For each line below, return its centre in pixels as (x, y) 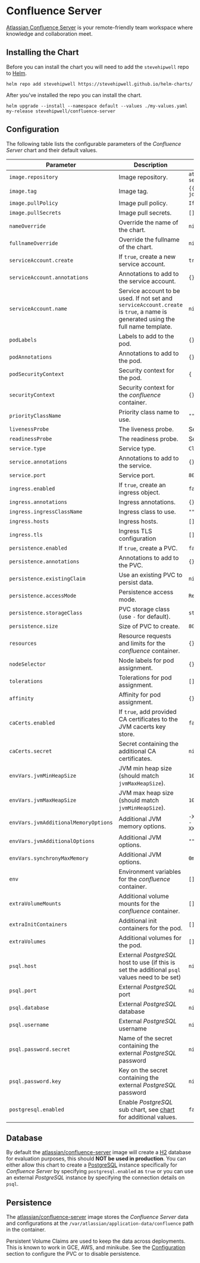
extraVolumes (28, 941)
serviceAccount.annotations (49, 277)
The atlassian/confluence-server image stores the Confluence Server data (97, 1217)
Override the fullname (149, 239)
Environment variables (150, 872)
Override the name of (149, 222)
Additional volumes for (150, 938)
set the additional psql (150, 970)
